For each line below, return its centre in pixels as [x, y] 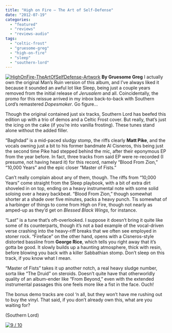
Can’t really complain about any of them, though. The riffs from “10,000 [81, 178]
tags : [11, 39]
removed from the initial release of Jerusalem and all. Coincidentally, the [82, 93]
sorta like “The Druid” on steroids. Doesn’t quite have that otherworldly [80, 274]
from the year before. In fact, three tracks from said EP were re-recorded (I [84, 157]
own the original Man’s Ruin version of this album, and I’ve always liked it [82, 82]
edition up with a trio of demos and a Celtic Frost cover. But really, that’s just [86, 120]
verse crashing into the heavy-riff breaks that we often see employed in [81, 231]
